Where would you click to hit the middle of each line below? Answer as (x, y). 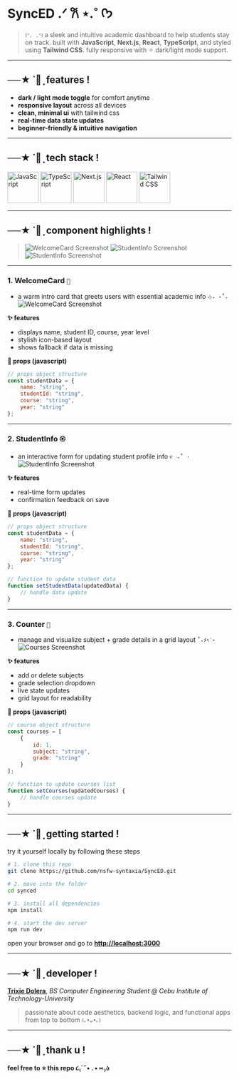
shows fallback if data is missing (65, 347)
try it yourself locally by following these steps (74, 852)
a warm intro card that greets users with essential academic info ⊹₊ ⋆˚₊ (123, 296)
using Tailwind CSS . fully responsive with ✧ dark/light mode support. (127, 50)
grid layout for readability (54, 698)
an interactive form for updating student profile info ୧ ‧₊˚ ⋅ (103, 456)
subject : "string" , (62, 752)
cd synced (22, 891)
